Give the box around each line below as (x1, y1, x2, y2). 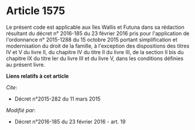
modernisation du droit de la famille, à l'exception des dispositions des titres (6, 42, 190, 49)
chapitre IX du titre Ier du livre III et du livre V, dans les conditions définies (6, 55, 184, 62)
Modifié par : (6, 106, 36, 114)
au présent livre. (6, 61, 46, 68)
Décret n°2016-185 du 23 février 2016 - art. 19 (14, 118, 126, 125)
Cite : (6, 84, 18, 91)
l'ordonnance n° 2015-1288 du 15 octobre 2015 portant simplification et (6, 36, 177, 43)
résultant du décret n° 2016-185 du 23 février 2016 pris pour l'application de (6, 29, 190, 36)
